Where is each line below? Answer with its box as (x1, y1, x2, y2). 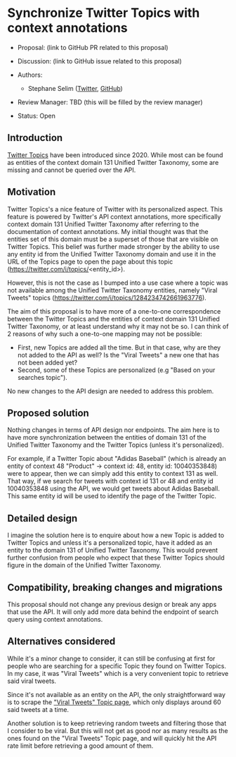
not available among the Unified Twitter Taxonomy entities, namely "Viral (7, 285, 218, 294)
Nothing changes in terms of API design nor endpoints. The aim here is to (7, 426, 220, 434)
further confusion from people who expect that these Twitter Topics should (7, 553, 225, 562)
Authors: (17, 70, 43, 79)
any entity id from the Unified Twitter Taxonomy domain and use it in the (7, 250, 216, 258)
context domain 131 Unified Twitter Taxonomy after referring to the (7, 220, 199, 228)
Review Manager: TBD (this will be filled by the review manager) (17, 97, 203, 106)
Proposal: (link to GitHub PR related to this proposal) (17, 43, 169, 51)
